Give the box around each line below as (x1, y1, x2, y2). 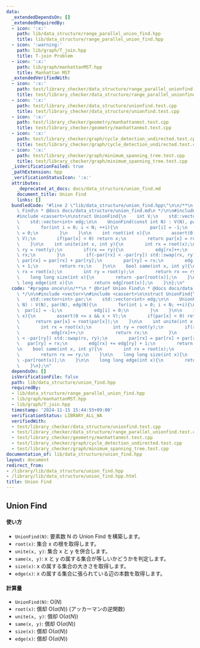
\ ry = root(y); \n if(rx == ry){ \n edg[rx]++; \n (17, 246, 187, 253)
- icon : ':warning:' (11, 42, 62, 48)
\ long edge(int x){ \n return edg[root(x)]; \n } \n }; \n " (17, 280, 185, 286)
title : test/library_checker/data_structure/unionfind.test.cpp (17, 108, 180, 114)
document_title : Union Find (17, 191, 86, 197)
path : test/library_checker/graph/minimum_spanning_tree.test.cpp (17, 152, 185, 158)
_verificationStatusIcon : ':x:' (11, 175, 92, 181)
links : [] (17, 197, 42, 203)
